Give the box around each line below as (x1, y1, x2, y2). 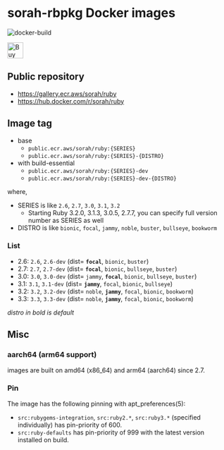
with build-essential (17, 159, 75, 167)
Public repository (7, 71, 85, 83)
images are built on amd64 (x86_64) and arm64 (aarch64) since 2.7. (7, 365, 206, 375)
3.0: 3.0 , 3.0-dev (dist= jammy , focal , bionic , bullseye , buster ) (17, 272, 197, 280)
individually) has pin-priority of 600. (17, 420, 123, 429)
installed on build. (17, 435, 69, 444)
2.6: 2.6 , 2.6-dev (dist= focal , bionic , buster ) (17, 257, 149, 265)
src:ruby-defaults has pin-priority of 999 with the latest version (17, 428, 205, 437)
